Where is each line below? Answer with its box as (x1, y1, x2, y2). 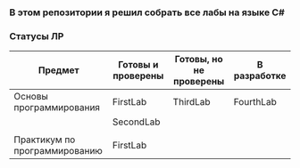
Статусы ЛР (9, 29, 64, 42)
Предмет (38, 64, 79, 76)
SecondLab (112, 116, 161, 128)
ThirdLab (172, 96, 212, 108)
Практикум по (13, 133, 76, 146)
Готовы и (118, 59, 159, 71)
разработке (233, 69, 287, 82)
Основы (13, 91, 49, 103)
